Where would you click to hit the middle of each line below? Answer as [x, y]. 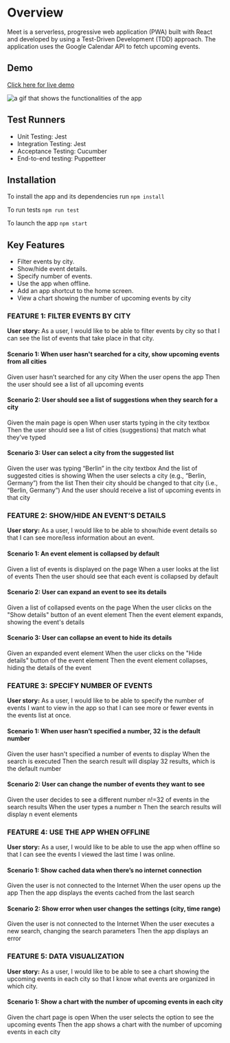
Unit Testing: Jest [42, 136]
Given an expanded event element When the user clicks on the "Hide [105, 653]
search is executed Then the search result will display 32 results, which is [111, 761]
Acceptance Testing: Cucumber [62, 151]
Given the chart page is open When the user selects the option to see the [111, 1017]
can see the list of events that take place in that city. [81, 338]
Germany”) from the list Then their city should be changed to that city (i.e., [113, 483]
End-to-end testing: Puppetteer [61, 158]
